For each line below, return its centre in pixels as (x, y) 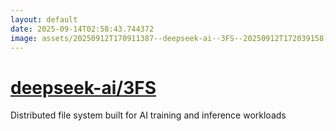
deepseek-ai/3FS (83, 87)
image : (24, 38)
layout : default (44, 19)
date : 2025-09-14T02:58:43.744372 (82, 29)
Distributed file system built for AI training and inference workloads (148, 115)
